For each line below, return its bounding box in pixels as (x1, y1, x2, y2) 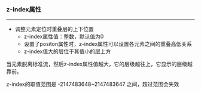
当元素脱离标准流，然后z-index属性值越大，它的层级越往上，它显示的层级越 (6, 61, 193, 68)
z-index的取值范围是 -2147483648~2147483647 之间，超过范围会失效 (6, 80, 179, 88)
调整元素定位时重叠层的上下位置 (14, 26, 94, 33)
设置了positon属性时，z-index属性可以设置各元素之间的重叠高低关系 (23, 41, 193, 48)
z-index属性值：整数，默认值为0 (23, 33, 104, 40)
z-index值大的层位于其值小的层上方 (23, 48, 111, 55)
